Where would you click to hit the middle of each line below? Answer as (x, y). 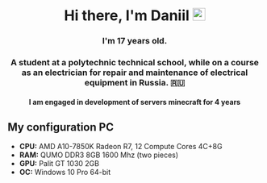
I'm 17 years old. (135, 41)
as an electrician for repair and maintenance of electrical (135, 73)
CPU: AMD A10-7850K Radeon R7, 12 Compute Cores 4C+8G (121, 147)
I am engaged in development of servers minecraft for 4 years (135, 102)
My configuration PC (61, 127)
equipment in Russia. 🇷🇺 (135, 83)
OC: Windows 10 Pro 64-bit (65, 173)
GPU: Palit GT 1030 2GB (59, 164)
